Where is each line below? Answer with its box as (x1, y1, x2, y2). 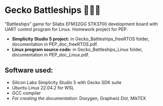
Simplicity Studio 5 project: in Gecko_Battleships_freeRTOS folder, (11, 36, 150, 42)
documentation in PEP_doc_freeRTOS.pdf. (11, 41, 98, 47)
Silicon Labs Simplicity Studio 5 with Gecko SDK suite (11, 79, 122, 85)
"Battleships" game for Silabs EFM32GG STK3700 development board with (4, 21, 159, 27)
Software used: (4, 66, 53, 75)
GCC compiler (11, 90, 41, 96)
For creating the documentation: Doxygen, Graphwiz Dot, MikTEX (11, 95, 146, 101)
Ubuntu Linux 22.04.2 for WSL (11, 85, 75, 91)
